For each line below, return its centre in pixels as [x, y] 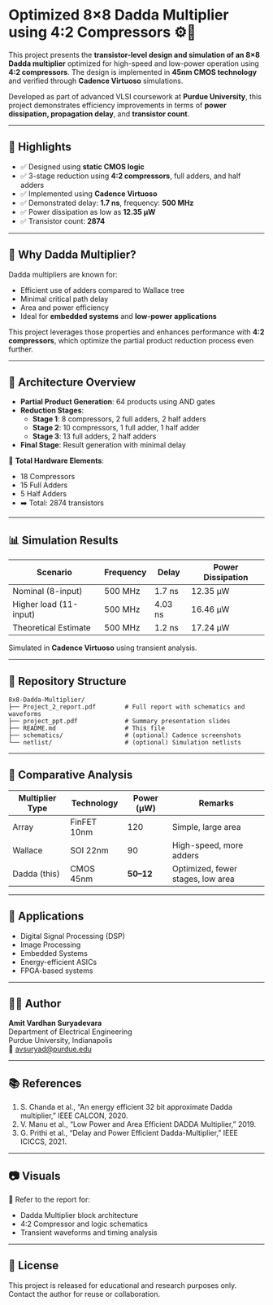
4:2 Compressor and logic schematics [84, 1224]
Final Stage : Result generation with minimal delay [103, 445]
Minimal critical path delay [64, 299]
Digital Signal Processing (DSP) [73, 936]
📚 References [45, 1083]
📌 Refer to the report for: [50, 1200]
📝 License [34, 1266]
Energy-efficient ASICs [58, 962]
